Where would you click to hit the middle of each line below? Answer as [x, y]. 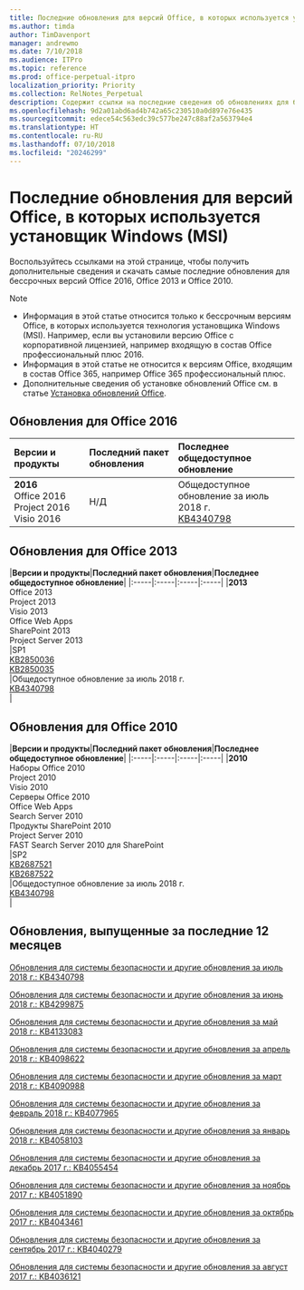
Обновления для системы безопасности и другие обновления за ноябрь [150, 1185]
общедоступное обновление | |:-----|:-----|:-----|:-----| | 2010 [128, 758]
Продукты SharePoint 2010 [60, 826]
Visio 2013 [28, 611]
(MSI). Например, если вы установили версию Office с [128, 335]
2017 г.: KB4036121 [45, 1276]
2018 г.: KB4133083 [46, 1031]
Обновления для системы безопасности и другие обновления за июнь [146, 994]
